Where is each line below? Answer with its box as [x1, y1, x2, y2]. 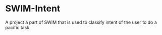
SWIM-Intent [5, 3, 61, 14]
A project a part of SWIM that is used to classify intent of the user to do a [5, 19, 157, 25]
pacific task [5, 24, 30, 30]
